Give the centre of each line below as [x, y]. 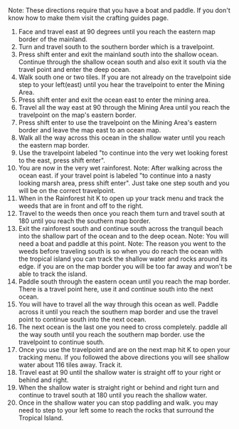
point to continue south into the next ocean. [82, 319]
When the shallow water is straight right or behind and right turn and [118, 387]
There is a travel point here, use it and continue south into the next [116, 289]
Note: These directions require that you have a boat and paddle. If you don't [119, 10]
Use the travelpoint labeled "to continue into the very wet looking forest [123, 153]
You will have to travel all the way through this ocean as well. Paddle [118, 304]
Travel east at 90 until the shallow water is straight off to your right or [119, 372]
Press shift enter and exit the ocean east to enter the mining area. [114, 100]
